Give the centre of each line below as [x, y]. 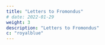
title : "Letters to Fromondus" [45, 11]
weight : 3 [18, 22]
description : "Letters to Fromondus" [53, 28]
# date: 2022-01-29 [30, 17]
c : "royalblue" [25, 33]
